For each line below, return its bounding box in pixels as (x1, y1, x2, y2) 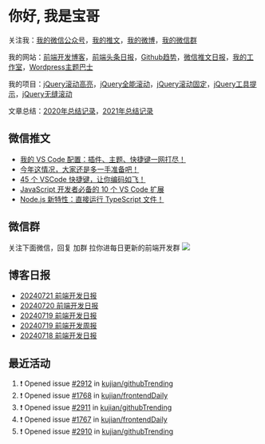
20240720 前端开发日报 (19, 301, 99, 311)
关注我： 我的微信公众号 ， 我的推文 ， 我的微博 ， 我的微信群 (8, 35, 197, 45)
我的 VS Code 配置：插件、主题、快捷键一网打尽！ (19, 154, 186, 164)
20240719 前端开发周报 (19, 321, 97, 331)
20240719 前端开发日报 (19, 311, 97, 320)
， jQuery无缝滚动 (15, 89, 73, 98)
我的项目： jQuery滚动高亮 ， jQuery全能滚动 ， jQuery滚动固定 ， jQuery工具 (8, 79, 250, 89)
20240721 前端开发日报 (19, 291, 97, 300)
